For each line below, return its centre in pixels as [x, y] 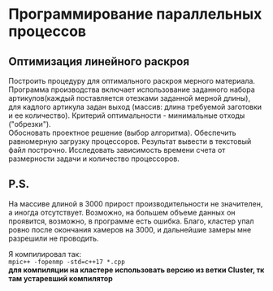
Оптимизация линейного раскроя [99, 61]
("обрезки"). [30, 124]
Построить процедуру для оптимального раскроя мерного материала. [132, 81]
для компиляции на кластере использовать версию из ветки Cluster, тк [136, 270]
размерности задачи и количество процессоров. [94, 159]
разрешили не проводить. [54, 238]
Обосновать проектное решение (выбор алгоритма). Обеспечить [123, 132]
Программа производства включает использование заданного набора [132, 89]
